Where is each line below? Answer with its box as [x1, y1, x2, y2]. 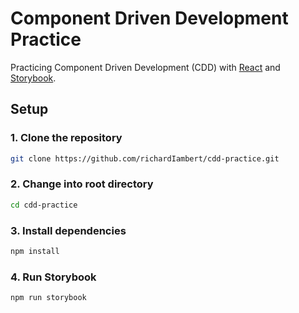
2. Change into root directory [10, 177, 154, 191]
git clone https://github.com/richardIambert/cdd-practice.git [10, 153, 280, 164]
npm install [10, 246, 60, 256]
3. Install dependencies [10, 223, 127, 237]
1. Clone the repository [10, 131, 123, 145]
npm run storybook [10, 293, 87, 303]
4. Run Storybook [10, 270, 97, 284]
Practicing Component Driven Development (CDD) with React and [10, 61, 281, 73]
